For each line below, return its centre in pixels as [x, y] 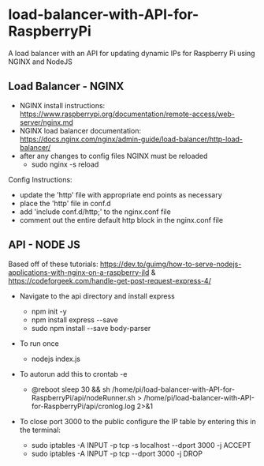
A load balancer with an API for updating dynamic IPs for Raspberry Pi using [132, 53]
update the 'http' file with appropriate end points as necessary [121, 194]
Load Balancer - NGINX [66, 86]
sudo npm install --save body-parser [91, 328]
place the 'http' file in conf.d [65, 203]
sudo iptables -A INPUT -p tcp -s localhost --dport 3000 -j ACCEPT [141, 445]
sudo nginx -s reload [65, 164]
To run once [39, 343]
